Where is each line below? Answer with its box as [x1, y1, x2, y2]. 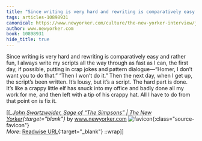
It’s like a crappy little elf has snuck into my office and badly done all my [6, 85, 185, 91]
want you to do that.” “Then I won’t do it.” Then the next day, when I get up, [6, 72, 192, 79]
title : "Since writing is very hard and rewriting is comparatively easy [6, 8, 195, 15]
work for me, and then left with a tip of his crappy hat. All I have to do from [6, 91, 191, 98]
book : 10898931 [6, 31, 44, 37]
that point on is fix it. [6, 97, 57, 105]
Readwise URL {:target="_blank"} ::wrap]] [22, 128, 124, 135]
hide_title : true [6, 36, 50, 42]
